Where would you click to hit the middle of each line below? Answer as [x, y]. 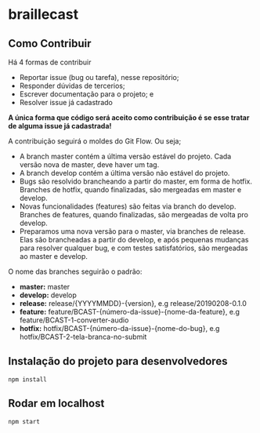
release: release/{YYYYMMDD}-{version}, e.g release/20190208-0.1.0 [133, 303]
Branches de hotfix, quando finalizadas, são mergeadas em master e [130, 189]
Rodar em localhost [56, 404]
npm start [24, 421]
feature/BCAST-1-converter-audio [74, 320]
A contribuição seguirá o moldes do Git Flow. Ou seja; [95, 141]
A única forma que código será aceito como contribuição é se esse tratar [129, 118]
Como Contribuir [50, 44]
